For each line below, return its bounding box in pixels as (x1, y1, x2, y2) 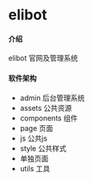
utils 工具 (19, 163, 51, 173)
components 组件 (19, 113, 78, 123)
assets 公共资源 (19, 103, 72, 112)
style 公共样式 (19, 143, 67, 153)
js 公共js (19, 133, 48, 143)
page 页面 (19, 123, 54, 133)
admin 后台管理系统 (19, 93, 86, 103)
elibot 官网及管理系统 (8, 53, 79, 63)
